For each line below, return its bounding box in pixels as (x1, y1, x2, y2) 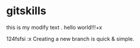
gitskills (6, 4, 46, 18)
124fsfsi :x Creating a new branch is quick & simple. (6, 35, 135, 42)
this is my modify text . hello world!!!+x (6, 24, 103, 31)
